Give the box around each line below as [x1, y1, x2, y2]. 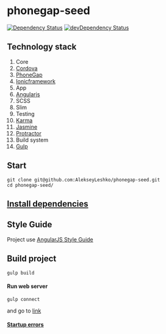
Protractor [15, 129, 41, 137]
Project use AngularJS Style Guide [7, 235, 93, 243]
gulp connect [7, 296, 40, 302]
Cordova [15, 64, 38, 72]
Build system [15, 136, 49, 143]
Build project [7, 254, 57, 264]
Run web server [7, 283, 48, 290]
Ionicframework [15, 77, 56, 85]
